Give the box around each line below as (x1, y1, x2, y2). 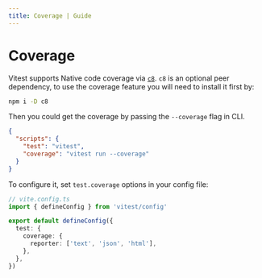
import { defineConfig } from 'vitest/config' (8, 202, 168, 210)
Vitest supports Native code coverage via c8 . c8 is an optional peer (8, 73, 230, 83)
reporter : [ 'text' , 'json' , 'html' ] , (29, 239, 157, 248)
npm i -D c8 (8, 98, 48, 106)
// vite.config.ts (8, 195, 70, 203)
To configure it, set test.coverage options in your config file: (8, 179, 209, 189)
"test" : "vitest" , (23, 143, 85, 151)
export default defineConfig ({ (8, 217, 114, 226)
